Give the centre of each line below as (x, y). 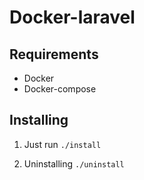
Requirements (54, 54)
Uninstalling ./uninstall (74, 163)
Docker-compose (60, 89)
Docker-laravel (72, 17)
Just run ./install (62, 144)
